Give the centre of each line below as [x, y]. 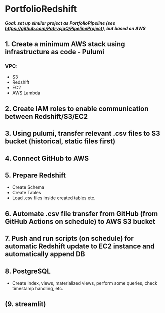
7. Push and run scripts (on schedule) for [69, 239]
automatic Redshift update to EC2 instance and [80, 247]
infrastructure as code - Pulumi [55, 52]
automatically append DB [45, 254]
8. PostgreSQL [28, 271]
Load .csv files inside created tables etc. [54, 198]
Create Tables [27, 193]
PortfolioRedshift [41, 9]
